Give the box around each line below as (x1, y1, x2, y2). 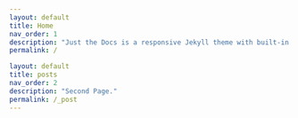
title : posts (9, 70, 58, 80)
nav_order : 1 (9, 29, 58, 38)
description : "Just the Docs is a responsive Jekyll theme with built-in (9, 37, 290, 47)
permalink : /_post (9, 95, 78, 104)
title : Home (9, 21, 54, 30)
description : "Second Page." (9, 86, 118, 96)
